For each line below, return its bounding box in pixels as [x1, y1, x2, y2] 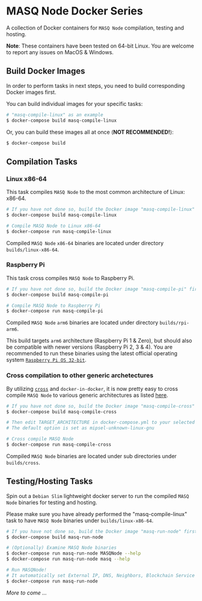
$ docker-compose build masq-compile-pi [6, 291, 109, 297]
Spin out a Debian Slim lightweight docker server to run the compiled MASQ [6, 492, 189, 499]
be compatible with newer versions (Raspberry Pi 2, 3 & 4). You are [6, 343, 173, 350]
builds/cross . [6, 459, 40, 466]
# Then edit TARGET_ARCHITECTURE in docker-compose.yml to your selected [6, 420, 195, 426]
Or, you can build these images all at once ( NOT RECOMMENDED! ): [6, 128, 174, 135]
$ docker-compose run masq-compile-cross [6, 441, 112, 448]
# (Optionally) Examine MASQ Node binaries [6, 545, 117, 551]
